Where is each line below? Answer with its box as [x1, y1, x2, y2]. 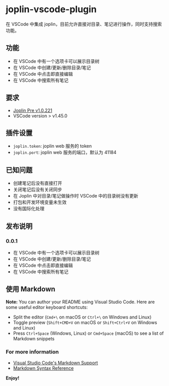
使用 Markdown [6, 285, 56, 294]
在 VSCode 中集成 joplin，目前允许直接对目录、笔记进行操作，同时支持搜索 [6, 21, 162, 27]
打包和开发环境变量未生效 [13, 199, 67, 205]
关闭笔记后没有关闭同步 [13, 186, 62, 192]
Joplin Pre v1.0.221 [13, 107, 53, 113]
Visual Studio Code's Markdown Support [13, 360, 98, 366]
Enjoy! [6, 375, 20, 381]
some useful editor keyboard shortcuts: [6, 304, 88, 310]
